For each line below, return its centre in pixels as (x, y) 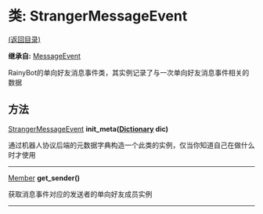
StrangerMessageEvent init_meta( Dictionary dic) (88, 129)
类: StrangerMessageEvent (98, 16)
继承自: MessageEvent (44, 56)
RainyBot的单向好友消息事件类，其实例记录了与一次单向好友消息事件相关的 (129, 72)
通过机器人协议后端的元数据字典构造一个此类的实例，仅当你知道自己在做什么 (131, 145)
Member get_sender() (44, 178)
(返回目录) (25, 39)
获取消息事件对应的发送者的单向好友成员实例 (80, 194)
